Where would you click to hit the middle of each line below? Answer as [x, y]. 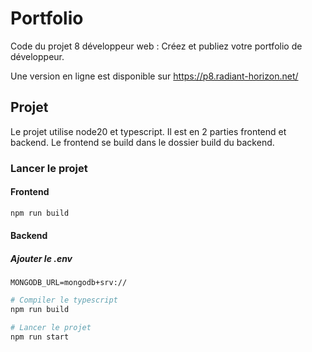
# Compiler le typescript [64, 300]
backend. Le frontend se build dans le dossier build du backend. [142, 142]
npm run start [40, 337]
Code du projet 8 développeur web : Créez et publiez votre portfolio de [156, 46]
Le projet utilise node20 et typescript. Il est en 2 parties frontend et [148, 131]
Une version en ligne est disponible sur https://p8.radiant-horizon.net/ [154, 76]
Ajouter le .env [41, 258]
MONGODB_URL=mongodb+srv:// [69, 283]
